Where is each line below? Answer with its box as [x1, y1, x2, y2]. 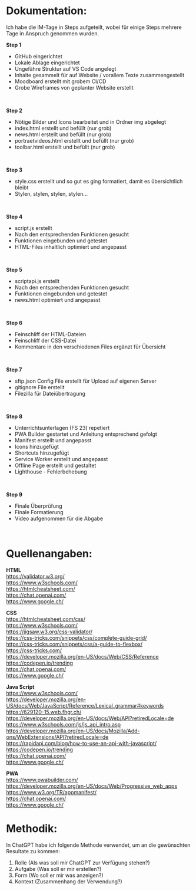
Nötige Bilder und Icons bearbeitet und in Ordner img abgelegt [14, 118, 167, 125]
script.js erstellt [14, 224, 52, 231]
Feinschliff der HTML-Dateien [14, 330, 87, 337]
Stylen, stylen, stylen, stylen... [14, 190, 88, 197]
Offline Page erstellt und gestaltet [14, 462, 97, 469]
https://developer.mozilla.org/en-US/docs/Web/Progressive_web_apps [6, 782, 178, 790]
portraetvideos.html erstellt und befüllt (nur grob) [14, 137, 134, 144]
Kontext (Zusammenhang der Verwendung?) [14, 877, 122, 885]
